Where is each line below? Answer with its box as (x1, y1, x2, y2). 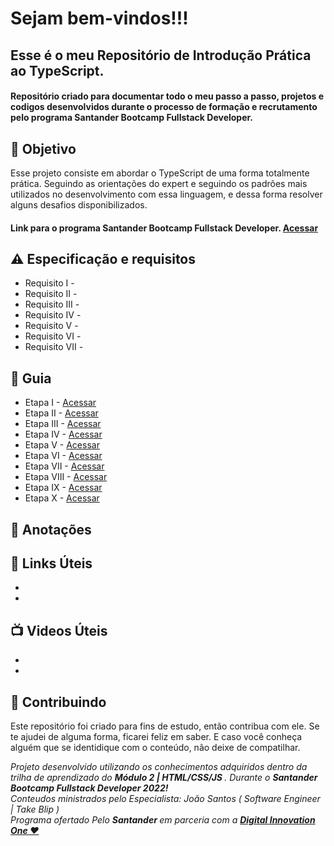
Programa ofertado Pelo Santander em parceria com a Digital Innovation (10, 814, 316, 826)
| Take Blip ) (10, 803, 60, 816)
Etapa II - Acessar (24, 407, 99, 419)
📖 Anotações (10, 521, 92, 538)
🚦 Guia (10, 370, 52, 387)
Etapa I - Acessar (24, 397, 97, 409)
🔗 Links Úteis (10, 555, 93, 572)
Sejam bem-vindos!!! (10, 7, 189, 30)
